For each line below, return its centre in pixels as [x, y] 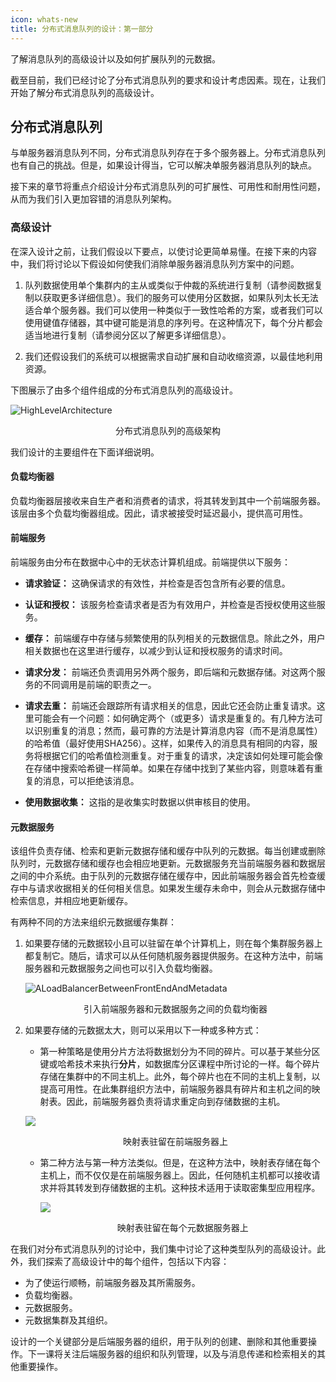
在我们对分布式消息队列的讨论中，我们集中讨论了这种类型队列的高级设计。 [163, 1249]
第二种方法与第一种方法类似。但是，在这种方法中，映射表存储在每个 [180, 1163]
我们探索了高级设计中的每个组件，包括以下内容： [128, 1262]
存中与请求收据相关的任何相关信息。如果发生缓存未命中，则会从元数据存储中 [168, 888]
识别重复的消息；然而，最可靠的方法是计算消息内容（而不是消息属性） [178, 731]
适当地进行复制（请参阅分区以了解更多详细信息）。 [128, 335]
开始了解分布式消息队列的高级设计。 [85, 92]
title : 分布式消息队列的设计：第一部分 [82, 29]
